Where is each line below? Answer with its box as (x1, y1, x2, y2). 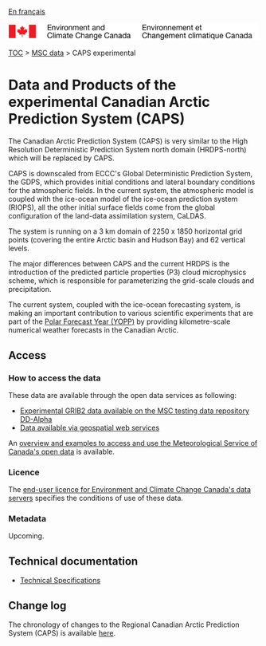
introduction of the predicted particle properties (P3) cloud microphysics (8, 267, 247, 278)
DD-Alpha (19, 414, 53, 423)
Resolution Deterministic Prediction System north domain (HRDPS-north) (8, 145, 247, 155)
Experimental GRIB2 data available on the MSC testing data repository (19, 406, 249, 416)
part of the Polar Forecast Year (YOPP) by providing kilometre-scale (8, 317, 231, 326)
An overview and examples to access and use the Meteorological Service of (8, 438, 258, 447)
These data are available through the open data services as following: (8, 390, 237, 400)
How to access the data (8, 372, 101, 384)
